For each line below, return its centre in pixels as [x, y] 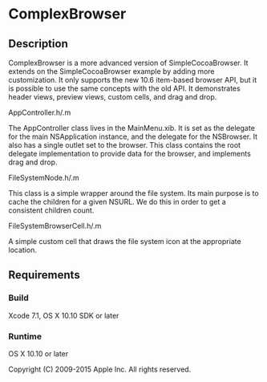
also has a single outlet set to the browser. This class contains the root [125, 145]
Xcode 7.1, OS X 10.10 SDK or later [64, 315]
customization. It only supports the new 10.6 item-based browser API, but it [133, 80]
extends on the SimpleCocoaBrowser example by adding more [111, 71]
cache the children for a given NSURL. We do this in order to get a [117, 202]
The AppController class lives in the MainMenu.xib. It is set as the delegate [131, 128]
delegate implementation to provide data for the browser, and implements [129, 154]
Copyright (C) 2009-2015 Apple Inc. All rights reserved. [100, 369]
